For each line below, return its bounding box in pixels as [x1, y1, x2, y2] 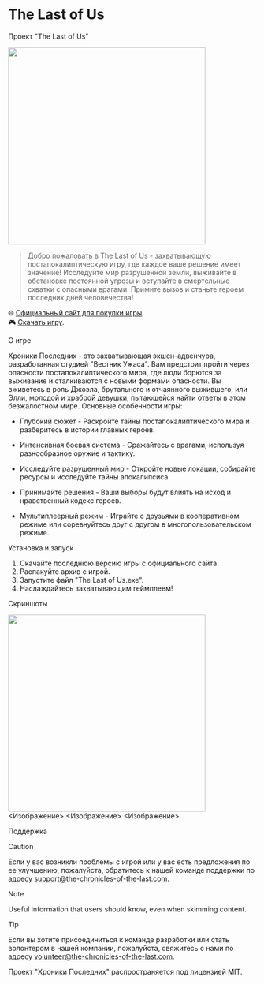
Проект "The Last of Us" [8, 32, 89, 41]
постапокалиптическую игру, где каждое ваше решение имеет [27, 259, 242, 269]
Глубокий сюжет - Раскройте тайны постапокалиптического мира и [19, 416, 250, 426]
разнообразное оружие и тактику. [19, 448, 136, 458]
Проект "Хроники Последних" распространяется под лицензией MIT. [8, 967, 243, 976]
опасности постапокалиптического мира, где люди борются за [8, 367, 222, 377]
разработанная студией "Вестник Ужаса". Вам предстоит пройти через [8, 359, 250, 368]
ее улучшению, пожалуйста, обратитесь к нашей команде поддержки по [8, 865, 255, 874]
